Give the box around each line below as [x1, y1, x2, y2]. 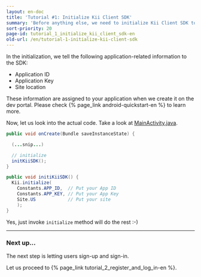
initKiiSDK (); [11, 158, 47, 164]
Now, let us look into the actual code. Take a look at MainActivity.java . [6, 119, 178, 126]
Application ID [14, 71, 50, 78]
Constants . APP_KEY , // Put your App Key [17, 191, 119, 197]
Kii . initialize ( [11, 180, 52, 186]
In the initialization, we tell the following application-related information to [6, 53, 187, 60]
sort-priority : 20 [6, 25, 52, 32]
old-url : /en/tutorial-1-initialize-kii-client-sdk [6, 36, 138, 42]
